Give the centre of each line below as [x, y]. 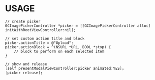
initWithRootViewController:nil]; [41, 30]
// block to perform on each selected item [59, 51]
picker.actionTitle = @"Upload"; [39, 43]
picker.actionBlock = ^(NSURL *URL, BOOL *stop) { [58, 47]
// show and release [26, 64]
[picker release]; [24, 73]
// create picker [23, 21]
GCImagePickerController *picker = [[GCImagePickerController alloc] [78, 26]
